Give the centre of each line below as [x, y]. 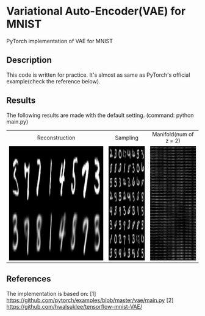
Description [29, 60]
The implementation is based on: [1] [51, 293]
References [29, 279]
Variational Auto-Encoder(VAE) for [96, 11]
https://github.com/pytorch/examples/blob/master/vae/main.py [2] [90, 300]
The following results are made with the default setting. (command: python [100, 115]
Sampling [127, 138]
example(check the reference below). [53, 81]
